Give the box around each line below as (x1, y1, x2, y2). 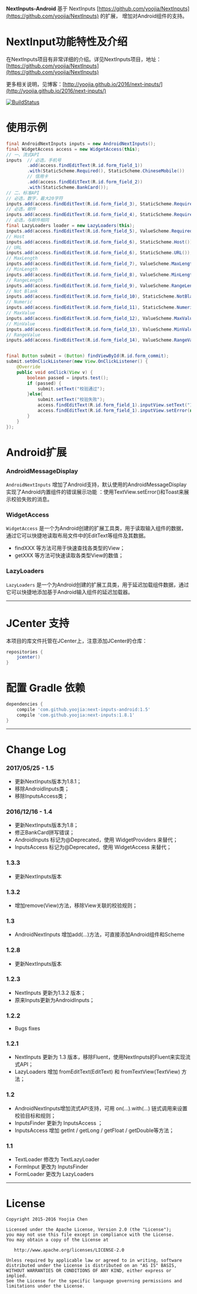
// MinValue (6, 321, 35, 327)
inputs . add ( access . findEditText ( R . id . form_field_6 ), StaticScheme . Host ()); (6, 239, 195, 245)
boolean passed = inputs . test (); (27, 375, 109, 380)
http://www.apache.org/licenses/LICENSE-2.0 (13, 1247, 125, 1253)
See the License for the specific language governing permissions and (6, 1278, 182, 1284)
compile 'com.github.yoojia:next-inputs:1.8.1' (16, 712, 135, 718)
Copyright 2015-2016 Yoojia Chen (6, 1216, 88, 1222)
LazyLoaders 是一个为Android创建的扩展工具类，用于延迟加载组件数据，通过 (6, 581, 189, 588)
